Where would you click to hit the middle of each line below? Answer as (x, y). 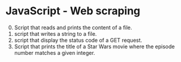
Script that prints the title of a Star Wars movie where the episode (94, 46)
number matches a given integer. (55, 52)
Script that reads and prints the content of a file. (73, 27)
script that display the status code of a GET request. (78, 40)
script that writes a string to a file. (55, 33)
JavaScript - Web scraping (73, 11)
